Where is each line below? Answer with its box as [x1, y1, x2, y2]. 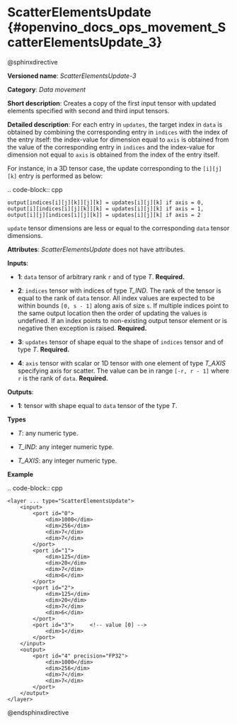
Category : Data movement [7, 85, 86, 94]
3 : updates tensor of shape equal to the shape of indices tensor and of [17, 337, 224, 346]
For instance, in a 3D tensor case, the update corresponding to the [7, 164, 202, 172]
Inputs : [7, 259, 29, 267]
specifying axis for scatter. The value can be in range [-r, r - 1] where [17, 366, 230, 375]
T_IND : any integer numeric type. [17, 442, 115, 451]
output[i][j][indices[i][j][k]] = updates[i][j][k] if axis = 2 [7, 211, 201, 218]
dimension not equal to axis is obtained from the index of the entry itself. [7, 150, 219, 159]
